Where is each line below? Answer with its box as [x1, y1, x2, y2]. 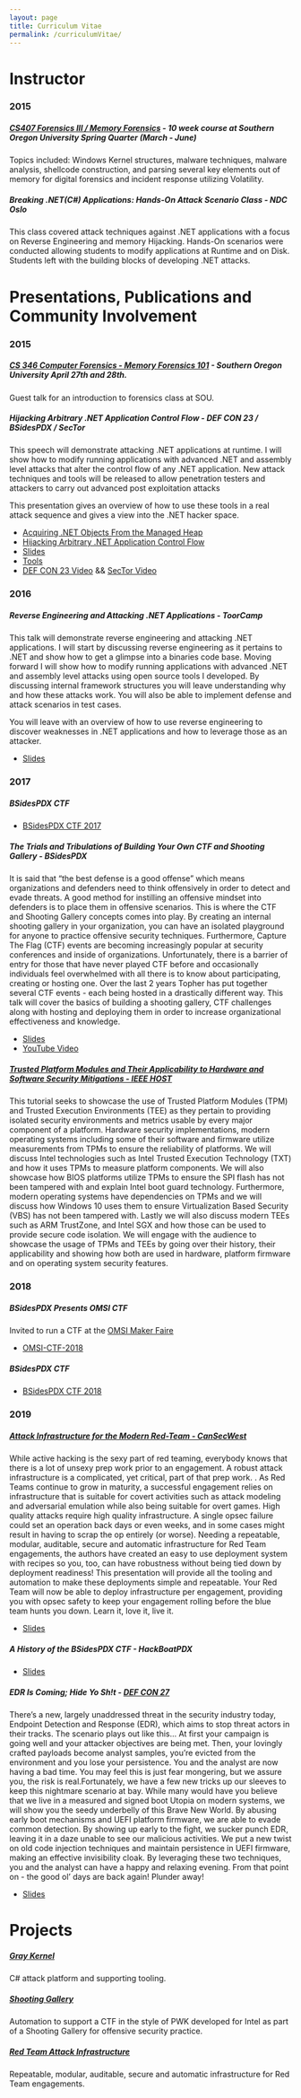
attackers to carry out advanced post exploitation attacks [9, 483, 221, 494]
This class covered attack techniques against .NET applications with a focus [9, 226, 290, 238]
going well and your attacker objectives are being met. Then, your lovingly [9, 1737, 283, 1748]
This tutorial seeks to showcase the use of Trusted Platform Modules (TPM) [9, 1096, 288, 1106]
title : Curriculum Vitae [9, 22, 102, 31]
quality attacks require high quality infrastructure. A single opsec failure [9, 1509, 274, 1521]
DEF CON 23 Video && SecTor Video [21, 565, 157, 576]
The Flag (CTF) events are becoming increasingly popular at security [9, 940, 264, 951]
